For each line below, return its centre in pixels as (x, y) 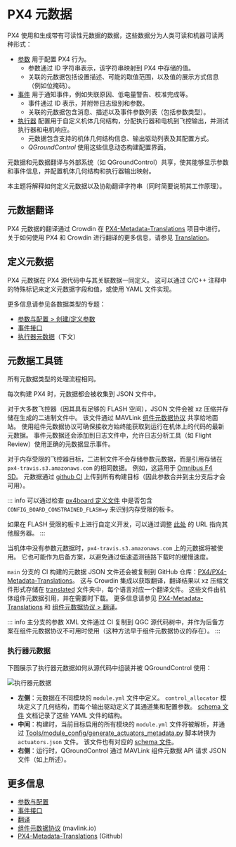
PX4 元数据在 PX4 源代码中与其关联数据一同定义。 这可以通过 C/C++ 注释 (114, 280)
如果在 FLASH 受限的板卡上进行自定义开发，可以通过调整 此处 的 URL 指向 (115, 524)
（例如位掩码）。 (51, 85)
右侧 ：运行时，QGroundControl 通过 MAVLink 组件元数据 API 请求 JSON (122, 750)
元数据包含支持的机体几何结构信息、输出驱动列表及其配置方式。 (120, 138)
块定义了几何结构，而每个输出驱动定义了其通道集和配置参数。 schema (119, 706)
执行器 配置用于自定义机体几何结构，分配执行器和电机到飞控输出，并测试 (123, 120)
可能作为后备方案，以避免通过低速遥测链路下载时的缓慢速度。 (123, 557)
